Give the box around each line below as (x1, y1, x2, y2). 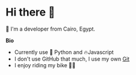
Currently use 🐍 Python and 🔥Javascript (14, 48, 114, 56)
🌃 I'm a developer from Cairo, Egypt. (5, 25, 95, 32)
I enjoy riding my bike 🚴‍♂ (14, 61, 76, 68)
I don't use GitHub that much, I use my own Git (14, 55, 130, 62)
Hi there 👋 (5, 5, 55, 19)
